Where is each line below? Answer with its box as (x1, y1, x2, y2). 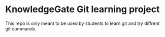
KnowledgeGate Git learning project (5, 4, 160, 15)
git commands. (5, 25, 37, 31)
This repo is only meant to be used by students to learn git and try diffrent (5, 20, 160, 26)
